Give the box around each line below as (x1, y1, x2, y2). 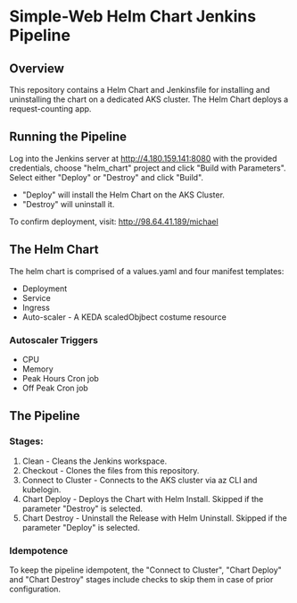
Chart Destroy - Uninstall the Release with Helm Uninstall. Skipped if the (21, 512, 287, 523)
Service (21, 292, 51, 303)
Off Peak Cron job (21, 382, 89, 393)
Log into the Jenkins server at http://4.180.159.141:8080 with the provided (9, 153, 278, 163)
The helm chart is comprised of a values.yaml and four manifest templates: (9, 265, 285, 276)
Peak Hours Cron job (21, 373, 100, 383)
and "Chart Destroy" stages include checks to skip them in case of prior (9, 574, 274, 584)
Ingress (21, 302, 51, 313)
